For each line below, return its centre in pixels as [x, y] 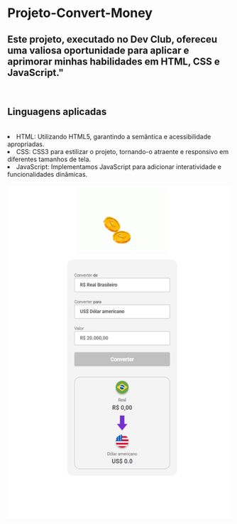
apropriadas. [26, 144]
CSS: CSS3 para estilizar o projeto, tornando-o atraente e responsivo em [123, 151]
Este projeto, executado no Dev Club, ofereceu [112, 39]
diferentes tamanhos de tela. [49, 159]
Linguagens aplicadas [57, 112]
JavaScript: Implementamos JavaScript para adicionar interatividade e [119, 167]
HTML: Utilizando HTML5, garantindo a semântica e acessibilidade [114, 136]
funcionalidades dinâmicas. [48, 174]
